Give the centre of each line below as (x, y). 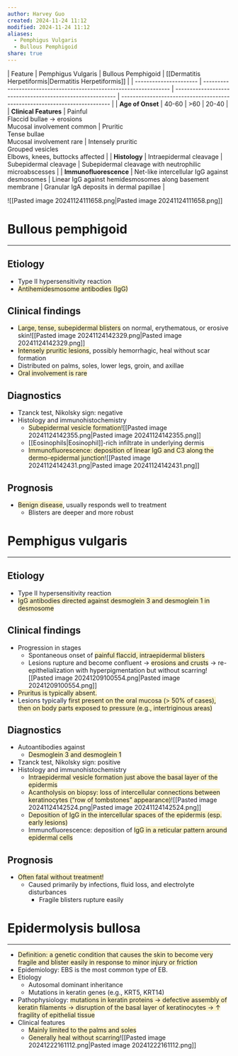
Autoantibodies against (51, 747)
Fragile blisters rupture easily (81, 900)
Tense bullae (26, 134)
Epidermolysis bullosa (74, 929)
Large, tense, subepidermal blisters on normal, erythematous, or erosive (123, 328)
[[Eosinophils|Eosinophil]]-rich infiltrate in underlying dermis (116, 443)
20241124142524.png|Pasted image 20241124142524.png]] (115, 808)
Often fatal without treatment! (61, 877)
